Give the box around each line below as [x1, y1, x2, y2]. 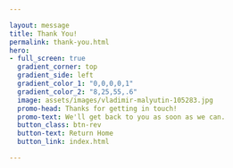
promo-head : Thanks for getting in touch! [17, 104, 178, 113]
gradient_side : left [17, 71, 94, 80]
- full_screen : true [9, 55, 87, 63]
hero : [9, 46, 29, 55]
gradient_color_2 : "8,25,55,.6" [17, 87, 138, 97]
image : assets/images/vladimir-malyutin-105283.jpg [17, 96, 214, 105]
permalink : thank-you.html [9, 38, 110, 46]
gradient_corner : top [17, 63, 98, 71]
